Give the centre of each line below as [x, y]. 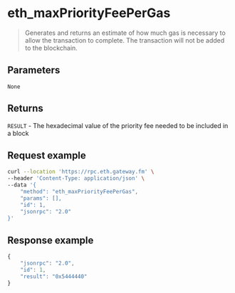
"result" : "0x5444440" [54, 276]
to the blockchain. [51, 48]
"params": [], [41, 198]
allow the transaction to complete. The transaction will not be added [125, 40]
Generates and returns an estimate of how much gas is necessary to [125, 33]
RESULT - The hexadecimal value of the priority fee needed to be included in [118, 125]
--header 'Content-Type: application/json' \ [76, 179]
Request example [47, 155]
